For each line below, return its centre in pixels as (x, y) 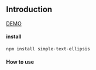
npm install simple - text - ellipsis (48, 49)
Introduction (29, 10)
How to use (20, 62)
